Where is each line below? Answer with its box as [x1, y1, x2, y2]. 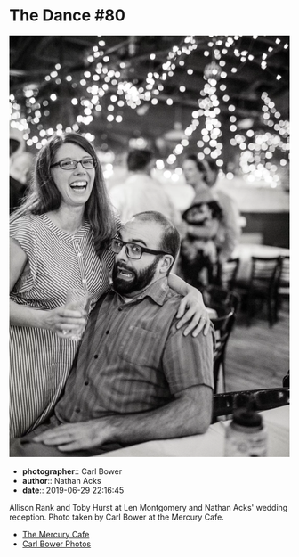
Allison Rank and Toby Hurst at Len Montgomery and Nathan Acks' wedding [9, 502, 288, 512]
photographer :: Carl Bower [21, 465, 123, 477]
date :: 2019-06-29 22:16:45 [21, 485, 125, 496]
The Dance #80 [9, 5, 126, 26]
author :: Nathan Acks [21, 475, 101, 486]
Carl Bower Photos [21, 538, 92, 549]
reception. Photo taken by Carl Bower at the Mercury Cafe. [9, 512, 224, 522]
